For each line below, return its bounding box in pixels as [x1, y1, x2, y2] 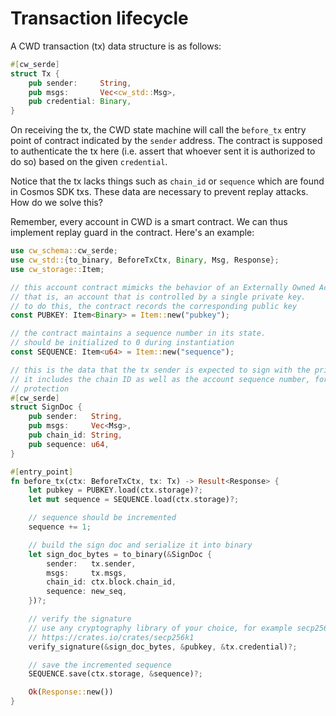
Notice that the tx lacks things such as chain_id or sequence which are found [10, 175, 325, 187]
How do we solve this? [10, 197, 103, 209]
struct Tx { [10, 68, 60, 79]
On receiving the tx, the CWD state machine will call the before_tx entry [10, 124, 307, 136]
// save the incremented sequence [28, 660, 172, 670]
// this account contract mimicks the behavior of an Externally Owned [10, 282, 315, 292]
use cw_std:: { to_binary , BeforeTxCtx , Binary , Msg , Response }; [10, 255, 280, 266]
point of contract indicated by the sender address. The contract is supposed [10, 135, 323, 147]
